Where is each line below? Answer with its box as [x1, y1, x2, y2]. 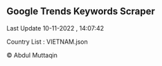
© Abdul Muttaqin [6, 51, 58, 59]
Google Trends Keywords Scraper [6, 6, 155, 17]
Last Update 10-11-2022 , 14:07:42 [6, 24, 105, 32]
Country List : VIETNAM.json [6, 38, 88, 46]
